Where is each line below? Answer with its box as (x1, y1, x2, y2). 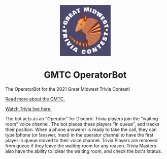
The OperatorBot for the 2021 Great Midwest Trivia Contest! (5, 86, 130, 92)
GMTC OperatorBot (44, 69, 127, 81)
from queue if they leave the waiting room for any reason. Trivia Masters (5, 143, 156, 149)
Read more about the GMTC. (5, 96, 65, 102)
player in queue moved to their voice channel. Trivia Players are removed (5, 137, 158, 143)
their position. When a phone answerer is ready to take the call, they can (5, 126, 157, 132)
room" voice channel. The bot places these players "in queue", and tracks (5, 121, 160, 127)
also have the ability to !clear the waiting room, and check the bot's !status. (5, 148, 162, 154)
